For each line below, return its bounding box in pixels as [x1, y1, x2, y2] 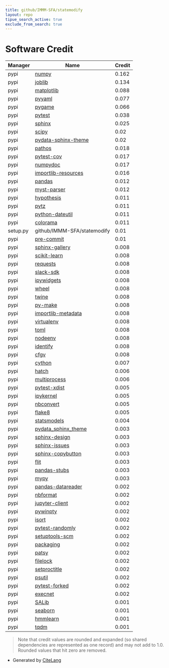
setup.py [8, 227, 29, 234]
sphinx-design [35, 434, 71, 441]
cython [35, 359, 52, 366]
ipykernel [35, 392, 57, 399]
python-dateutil [35, 211, 73, 218]
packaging [35, 541, 60, 548]
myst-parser [35, 186, 66, 193]
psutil [35, 574, 48, 581]
